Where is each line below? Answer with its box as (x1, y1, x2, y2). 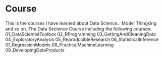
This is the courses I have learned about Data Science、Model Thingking (5, 20, 157, 26)
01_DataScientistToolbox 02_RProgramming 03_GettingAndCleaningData (5, 31, 156, 37)
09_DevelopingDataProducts (5, 47, 65, 53)
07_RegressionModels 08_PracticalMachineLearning (5, 41, 114, 47)
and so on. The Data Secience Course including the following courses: (5, 25, 152, 31)
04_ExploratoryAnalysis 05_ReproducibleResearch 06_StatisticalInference (5, 36, 159, 42)
